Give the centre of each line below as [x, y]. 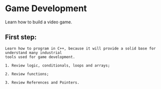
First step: [21, 37]
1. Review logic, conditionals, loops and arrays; [58, 65]
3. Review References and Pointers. [42, 82]
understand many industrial [34, 53]
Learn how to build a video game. [39, 22]
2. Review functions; [27, 74]
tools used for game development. [40, 57]
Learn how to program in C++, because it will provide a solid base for [80, 48]
